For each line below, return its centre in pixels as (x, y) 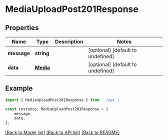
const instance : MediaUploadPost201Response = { (57, 109)
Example (19, 88)
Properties (22, 28)
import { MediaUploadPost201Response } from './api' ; (62, 100)
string (42, 53)
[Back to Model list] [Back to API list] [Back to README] (62, 132)
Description (69, 42)
